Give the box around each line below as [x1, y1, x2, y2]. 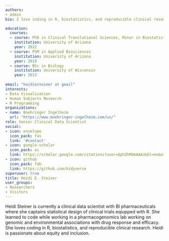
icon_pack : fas [10, 133, 42, 138]
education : [5, 26, 28, 31]
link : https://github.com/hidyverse [10, 166, 87, 171]
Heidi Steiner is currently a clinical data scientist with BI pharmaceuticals [5, 203, 156, 209]
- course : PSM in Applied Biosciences [10, 49, 92, 54]
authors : [5, 7, 24, 13]
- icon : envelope [5, 129, 42, 134]
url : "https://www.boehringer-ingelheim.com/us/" [10, 115, 116, 120]
